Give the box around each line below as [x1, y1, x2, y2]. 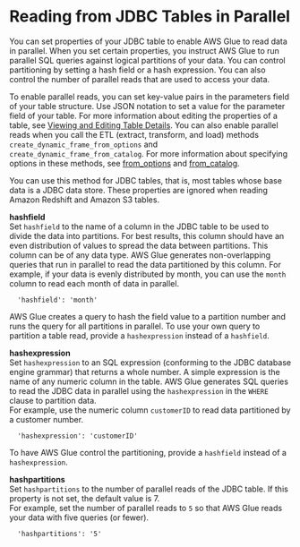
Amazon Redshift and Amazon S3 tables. [9, 194, 159, 205]
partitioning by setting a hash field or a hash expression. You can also [9, 64, 266, 75]
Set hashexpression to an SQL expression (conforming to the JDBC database [9, 356, 292, 368]
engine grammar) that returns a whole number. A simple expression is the [9, 366, 280, 377]
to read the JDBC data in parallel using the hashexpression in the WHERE [9, 385, 269, 396]
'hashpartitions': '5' [17, 529, 102, 538]
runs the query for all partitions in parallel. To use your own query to [9, 321, 261, 331]
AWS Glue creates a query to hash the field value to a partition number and [9, 311, 287, 321]
